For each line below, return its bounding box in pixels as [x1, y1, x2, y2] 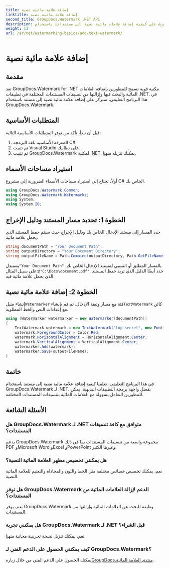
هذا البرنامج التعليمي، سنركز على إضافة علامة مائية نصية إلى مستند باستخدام [6, 97, 147, 102]
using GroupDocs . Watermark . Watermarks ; [6, 192, 89, 198]
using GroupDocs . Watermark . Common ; [6, 187, 80, 193]
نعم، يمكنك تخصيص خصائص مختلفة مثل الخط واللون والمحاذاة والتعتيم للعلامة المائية [6, 468, 162, 474]
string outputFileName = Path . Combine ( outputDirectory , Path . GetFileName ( [6, 253, 165, 258]
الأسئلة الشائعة [6, 406, 47, 415]
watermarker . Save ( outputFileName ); [15, 349, 89, 354]
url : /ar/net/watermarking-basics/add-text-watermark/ [6, 31, 123, 36]
